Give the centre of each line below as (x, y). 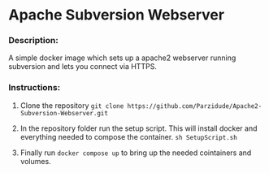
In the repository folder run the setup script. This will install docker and (139, 128)
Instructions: (35, 88)
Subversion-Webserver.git (64, 113)
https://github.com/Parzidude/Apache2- (195, 106)
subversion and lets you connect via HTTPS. (82, 67)
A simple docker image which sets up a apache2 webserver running (122, 58)
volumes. (35, 161)
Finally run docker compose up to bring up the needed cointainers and (136, 153)
